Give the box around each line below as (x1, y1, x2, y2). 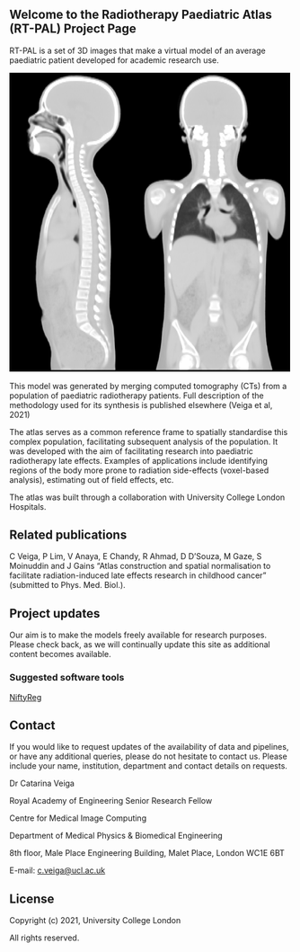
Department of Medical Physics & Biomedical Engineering (9, 831, 223, 841)
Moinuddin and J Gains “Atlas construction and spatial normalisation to (9, 561, 271, 572)
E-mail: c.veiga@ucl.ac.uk (9, 865, 106, 876)
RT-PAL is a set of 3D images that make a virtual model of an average (9, 45, 267, 56)
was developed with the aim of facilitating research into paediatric (9, 445, 254, 457)
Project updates (9, 606, 101, 621)
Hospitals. (9, 501, 47, 512)
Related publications (9, 527, 128, 542)
